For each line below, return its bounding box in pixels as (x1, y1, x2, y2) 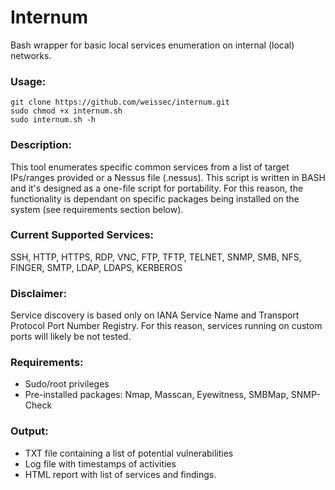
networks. (10, 49, 52, 61)
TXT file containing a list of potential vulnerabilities (24, 447, 234, 459)
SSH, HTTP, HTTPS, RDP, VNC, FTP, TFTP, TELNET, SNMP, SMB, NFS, (10, 251, 302, 263)
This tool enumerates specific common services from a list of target (10, 161, 290, 173)
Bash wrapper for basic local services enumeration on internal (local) (10, 39, 295, 51)
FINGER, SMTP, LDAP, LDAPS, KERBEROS (10, 261, 183, 273)
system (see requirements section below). (10, 203, 184, 215)
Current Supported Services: (10, 228, 155, 242)
